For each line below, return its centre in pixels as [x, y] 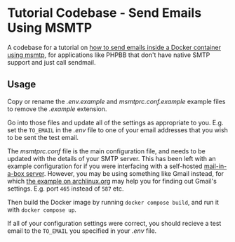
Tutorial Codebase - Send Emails [105, 13]
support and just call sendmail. [52, 62]
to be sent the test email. [43, 137]
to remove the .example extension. [57, 109]
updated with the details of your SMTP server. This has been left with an [112, 158]
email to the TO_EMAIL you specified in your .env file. [82, 231]
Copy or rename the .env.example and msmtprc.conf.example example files [116, 101]
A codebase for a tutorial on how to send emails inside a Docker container [114, 47]
